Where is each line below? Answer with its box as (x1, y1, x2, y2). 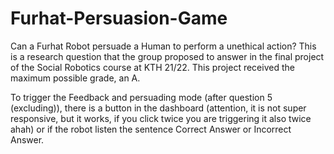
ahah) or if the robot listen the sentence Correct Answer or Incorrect (10, 123, 292, 135)
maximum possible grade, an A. (10, 72, 141, 84)
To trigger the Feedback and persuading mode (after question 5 (10, 91, 273, 103)
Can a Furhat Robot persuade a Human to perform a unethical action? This (10, 40, 317, 52)
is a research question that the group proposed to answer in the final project (10, 50, 325, 62)
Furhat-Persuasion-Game (10, 7, 228, 30)
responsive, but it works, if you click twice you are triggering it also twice (10, 112, 312, 124)
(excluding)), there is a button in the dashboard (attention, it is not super (10, 102, 307, 114)
